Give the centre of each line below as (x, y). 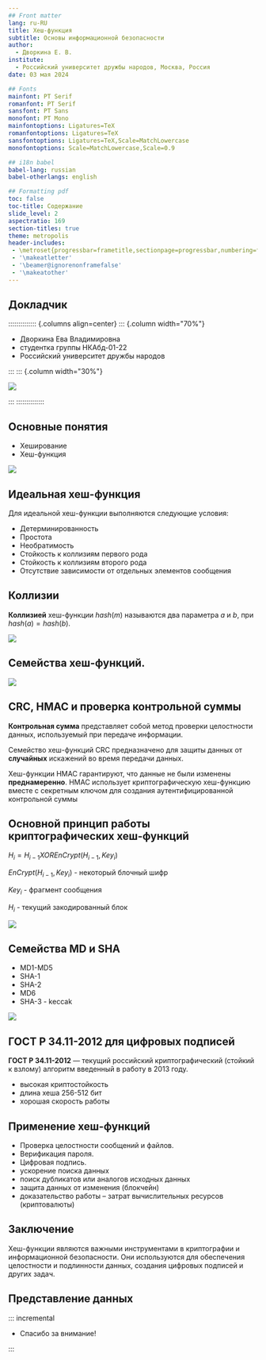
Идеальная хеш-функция (74, 494)
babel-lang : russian (42, 170)
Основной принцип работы (79, 824)
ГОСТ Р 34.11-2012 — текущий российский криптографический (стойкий (131, 1061)
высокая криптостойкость (64, 1085)
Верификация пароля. (57, 1154)
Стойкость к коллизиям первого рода (84, 554)
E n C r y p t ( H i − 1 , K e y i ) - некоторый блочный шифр (88, 873)
